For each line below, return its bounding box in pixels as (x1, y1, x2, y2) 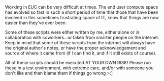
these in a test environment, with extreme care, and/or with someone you (5, 65, 154, 71)
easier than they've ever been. (5, 20, 67, 26)
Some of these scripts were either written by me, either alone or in (5, 29, 139, 35)
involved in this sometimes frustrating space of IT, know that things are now (5, 15, 159, 20)
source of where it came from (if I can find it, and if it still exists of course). (5, 50, 157, 56)
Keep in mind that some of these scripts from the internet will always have (5, 40, 155, 46)
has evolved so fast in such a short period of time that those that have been (5, 9, 159, 15)
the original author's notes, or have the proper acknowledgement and (5, 45, 146, 51)
